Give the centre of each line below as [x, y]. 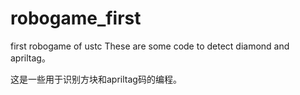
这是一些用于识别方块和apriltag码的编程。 [96, 79]
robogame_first [76, 18]
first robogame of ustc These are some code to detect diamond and [150, 46]
